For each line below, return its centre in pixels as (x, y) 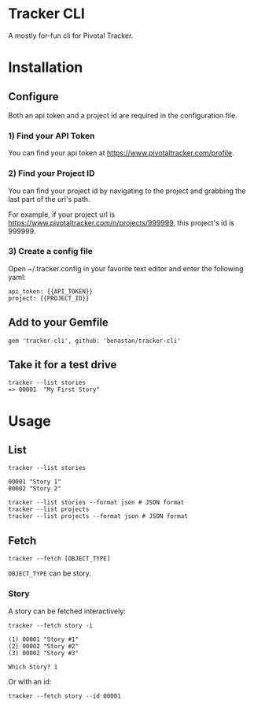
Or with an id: (30, 681)
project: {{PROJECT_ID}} (49, 298)
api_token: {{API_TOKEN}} (50, 291)
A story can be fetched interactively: (67, 611)
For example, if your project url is (62, 214)
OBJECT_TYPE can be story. (50, 573)
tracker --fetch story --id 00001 (65, 696)
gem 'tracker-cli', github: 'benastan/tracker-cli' (94, 341)
